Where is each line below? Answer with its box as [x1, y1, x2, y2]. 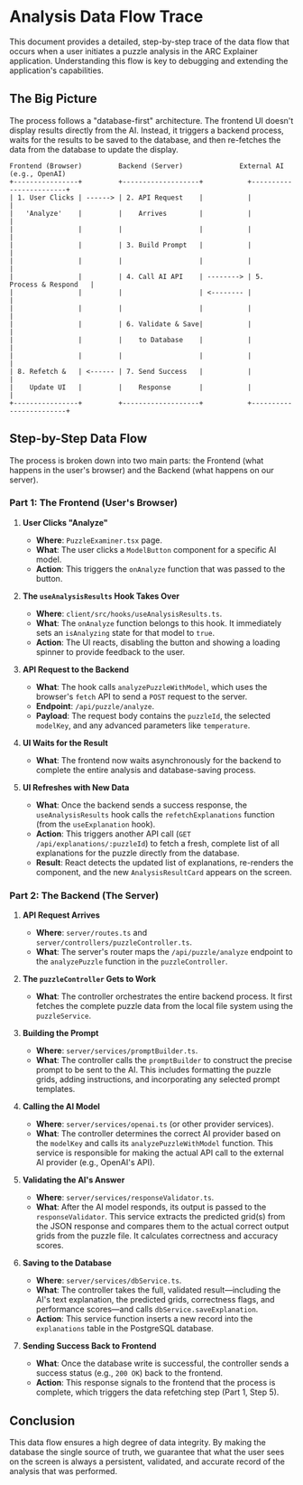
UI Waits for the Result [22, 737, 108, 748]
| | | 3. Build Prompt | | [9, 240, 252, 249]
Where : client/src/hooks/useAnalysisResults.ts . [35, 608, 223, 619]
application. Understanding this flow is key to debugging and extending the [9, 55, 289, 66]
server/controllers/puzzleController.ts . [35, 937, 192, 948]
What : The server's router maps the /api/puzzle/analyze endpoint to [35, 947, 293, 957]
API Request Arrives [22, 910, 101, 920]
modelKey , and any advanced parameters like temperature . [35, 720, 251, 731]
